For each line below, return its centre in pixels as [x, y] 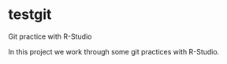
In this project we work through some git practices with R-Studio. [114, 51]
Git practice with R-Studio [50, 36]
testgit [30, 15]
